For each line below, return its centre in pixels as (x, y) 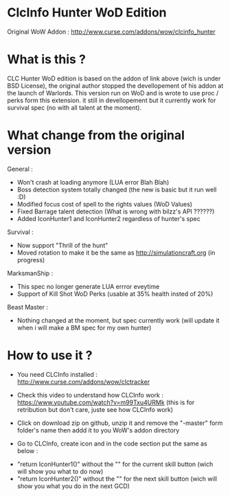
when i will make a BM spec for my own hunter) (84, 327)
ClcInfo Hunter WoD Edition (87, 13)
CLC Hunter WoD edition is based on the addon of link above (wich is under (114, 78)
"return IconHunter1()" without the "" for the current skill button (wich (115, 464)
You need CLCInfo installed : (57, 374)
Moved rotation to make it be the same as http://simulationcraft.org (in (116, 253)
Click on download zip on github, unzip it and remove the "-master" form (120, 423)
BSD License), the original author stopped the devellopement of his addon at (115, 85)
